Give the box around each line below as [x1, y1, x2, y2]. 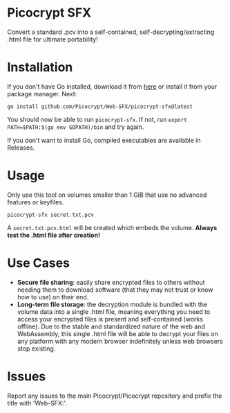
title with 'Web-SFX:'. [7, 398, 68, 407]
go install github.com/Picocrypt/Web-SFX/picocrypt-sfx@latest [7, 103, 193, 110]
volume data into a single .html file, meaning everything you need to [17, 307, 211, 316]
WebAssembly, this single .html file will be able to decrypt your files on [17, 329, 219, 337]
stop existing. [17, 344, 56, 353]
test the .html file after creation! [7, 231, 101, 239]
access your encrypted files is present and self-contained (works [17, 315, 204, 323]
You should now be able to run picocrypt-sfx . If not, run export [7, 115, 188, 123]
